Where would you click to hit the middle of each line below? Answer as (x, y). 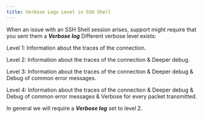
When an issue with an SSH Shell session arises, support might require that (101, 29)
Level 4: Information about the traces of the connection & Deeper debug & (100, 90)
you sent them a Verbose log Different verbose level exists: (81, 36)
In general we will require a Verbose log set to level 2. (75, 108)
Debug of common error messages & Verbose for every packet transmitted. (102, 96)
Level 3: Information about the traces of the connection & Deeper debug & (100, 72)
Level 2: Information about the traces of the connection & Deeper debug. (98, 59)
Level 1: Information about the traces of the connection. (76, 48)
